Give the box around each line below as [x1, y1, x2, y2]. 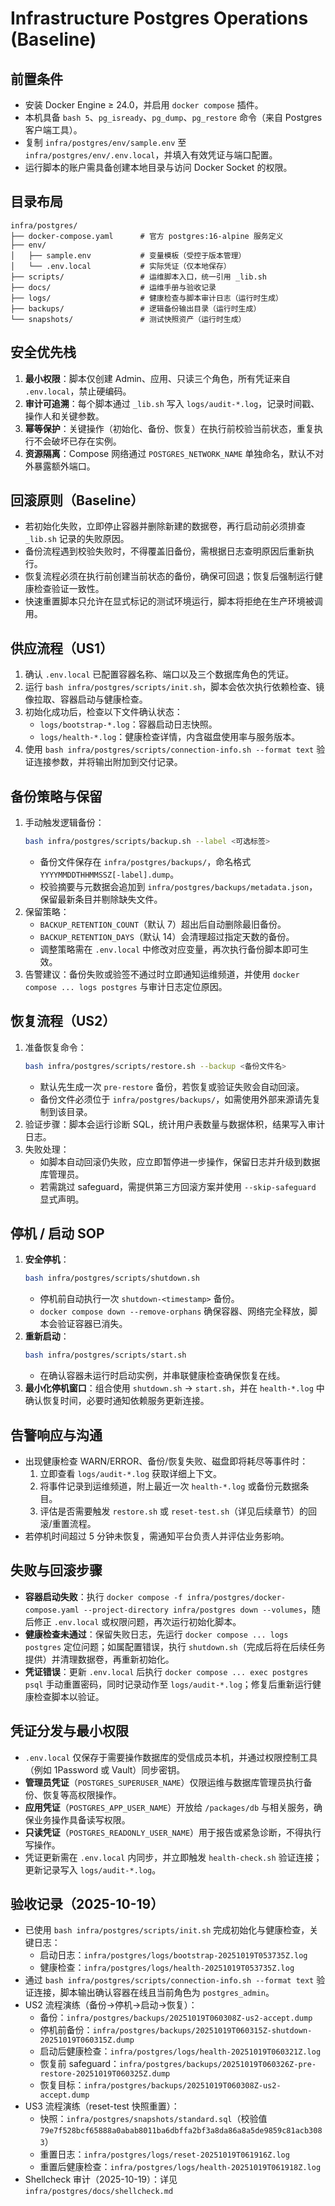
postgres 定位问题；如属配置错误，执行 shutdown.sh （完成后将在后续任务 [24, 1640, 326, 1652]
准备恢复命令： [24, 1041, 87, 1053]
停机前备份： [39, 2024, 93, 2036]
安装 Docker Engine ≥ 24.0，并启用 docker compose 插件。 [24, 99, 264, 111]
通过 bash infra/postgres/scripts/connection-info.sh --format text [24, 1974, 315, 1986]
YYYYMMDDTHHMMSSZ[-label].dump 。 [39, 868, 180, 880]
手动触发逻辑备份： [24, 817, 105, 829]
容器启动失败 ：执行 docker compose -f [24, 1590, 183, 1602]
